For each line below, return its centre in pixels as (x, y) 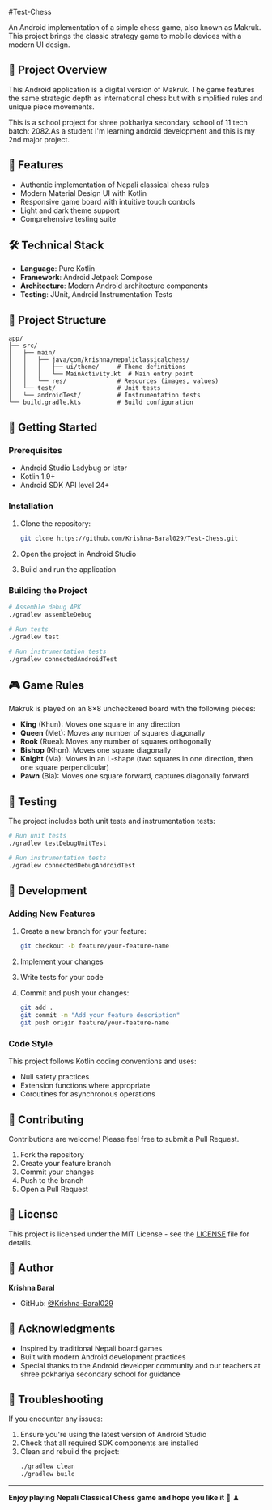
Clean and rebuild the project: (70, 1452)
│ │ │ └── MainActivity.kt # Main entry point (101, 374)
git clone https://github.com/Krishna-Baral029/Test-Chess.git (129, 539)
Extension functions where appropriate (85, 1086)
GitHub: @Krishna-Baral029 (67, 1303)
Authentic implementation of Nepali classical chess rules (115, 185)
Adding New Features (52, 914)
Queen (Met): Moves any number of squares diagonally (113, 733)
